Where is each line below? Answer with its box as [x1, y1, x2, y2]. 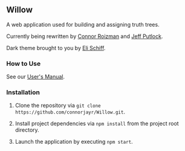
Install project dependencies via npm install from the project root [15, 120, 180, 127]
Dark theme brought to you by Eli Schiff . [6, 44, 106, 51]
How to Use [6, 59, 41, 68]
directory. [15, 126, 39, 133]
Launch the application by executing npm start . [15, 138, 133, 146]
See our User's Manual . [6, 73, 65, 80]
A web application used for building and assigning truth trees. [6, 21, 160, 28]
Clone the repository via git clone [15, 102, 101, 109]
